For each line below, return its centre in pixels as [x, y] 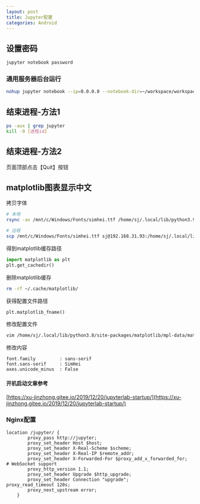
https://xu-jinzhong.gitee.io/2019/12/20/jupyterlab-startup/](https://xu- [95, 397]
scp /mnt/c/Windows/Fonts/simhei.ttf [53, 236]
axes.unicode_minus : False [42, 370]
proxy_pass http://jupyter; [62, 438]
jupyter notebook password [40, 63]
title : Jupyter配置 [29, 17]
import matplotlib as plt [38, 259]
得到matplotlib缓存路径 [34, 248]
